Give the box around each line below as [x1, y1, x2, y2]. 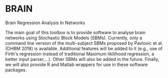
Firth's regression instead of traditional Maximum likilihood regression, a [5, 51, 154, 57]
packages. [5, 66, 27, 73]
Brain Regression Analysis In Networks [5, 20, 85, 26]
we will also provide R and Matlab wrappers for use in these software [5, 61, 148, 67]
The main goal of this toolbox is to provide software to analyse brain [5, 29, 146, 35]
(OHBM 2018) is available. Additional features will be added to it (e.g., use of [5, 45, 163, 51]
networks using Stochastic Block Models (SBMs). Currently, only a [5, 35, 142, 41]
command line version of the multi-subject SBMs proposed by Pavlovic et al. [5, 40, 163, 46]
